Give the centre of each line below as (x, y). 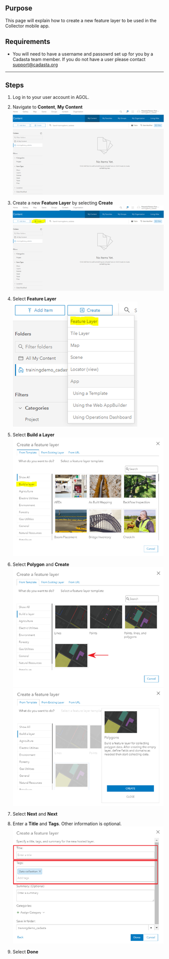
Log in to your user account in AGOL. (51, 97)
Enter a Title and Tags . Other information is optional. (67, 823)
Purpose (19, 8)
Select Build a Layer (33, 435)
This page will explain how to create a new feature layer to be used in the (81, 20)
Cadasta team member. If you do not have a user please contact (79, 59)
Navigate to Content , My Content (48, 107)
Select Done (25, 951)
